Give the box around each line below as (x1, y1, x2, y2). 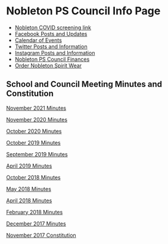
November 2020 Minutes (6, 116, 67, 123)
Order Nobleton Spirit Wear (14, 61, 82, 69)
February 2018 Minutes (6, 208, 63, 215)
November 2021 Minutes (6, 104, 67, 112)
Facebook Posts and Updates (14, 30, 88, 37)
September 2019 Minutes (6, 150, 68, 157)
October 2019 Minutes (6, 139, 61, 146)
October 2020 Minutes (6, 127, 62, 135)
